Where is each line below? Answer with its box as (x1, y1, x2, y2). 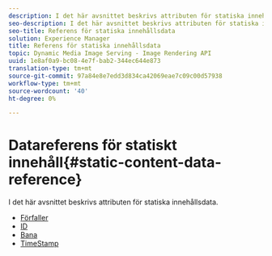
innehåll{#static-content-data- (8, 153, 222, 172)
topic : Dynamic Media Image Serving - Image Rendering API (8, 49, 212, 57)
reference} (8, 170, 83, 189)
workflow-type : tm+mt (8, 79, 82, 87)
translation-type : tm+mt (8, 65, 92, 73)
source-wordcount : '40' (8, 86, 89, 95)
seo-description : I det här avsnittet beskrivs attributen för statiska (8, 19, 259, 27)
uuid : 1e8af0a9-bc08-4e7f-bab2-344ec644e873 (8, 57, 161, 65)
